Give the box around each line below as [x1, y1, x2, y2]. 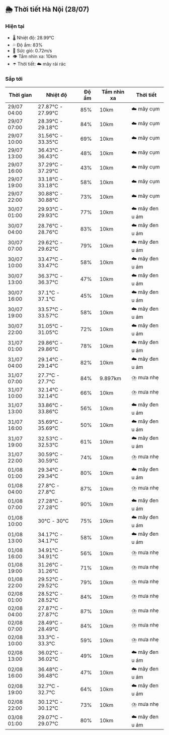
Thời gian [9, 91, 32, 98]
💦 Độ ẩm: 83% [12, 42, 43, 48]
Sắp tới [5, 75, 23, 82]
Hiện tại [5, 23, 25, 30]
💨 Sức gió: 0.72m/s [12, 47, 52, 53]
